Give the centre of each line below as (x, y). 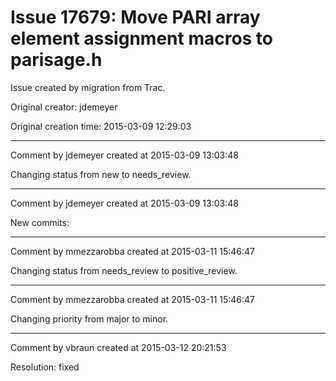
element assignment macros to (142, 38)
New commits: (40, 222)
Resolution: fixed (45, 367)
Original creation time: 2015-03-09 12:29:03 (101, 126)
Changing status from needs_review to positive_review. (124, 270)
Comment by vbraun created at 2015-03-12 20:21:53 (118, 347)
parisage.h (56, 60)
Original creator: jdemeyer (64, 107)
